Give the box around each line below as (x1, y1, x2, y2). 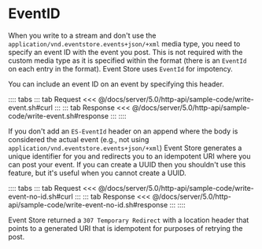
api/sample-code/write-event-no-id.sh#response (8, 200, 168, 209)
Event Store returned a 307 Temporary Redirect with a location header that (8, 215, 249, 225)
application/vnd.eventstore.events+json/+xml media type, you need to (8, 38, 241, 48)
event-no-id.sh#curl (8, 192, 73, 201)
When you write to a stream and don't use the (8, 31, 157, 40)
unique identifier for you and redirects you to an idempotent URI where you (8, 151, 251, 161)
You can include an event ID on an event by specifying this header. (8, 79, 224, 89)
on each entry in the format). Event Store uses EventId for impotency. (8, 64, 234, 73)
